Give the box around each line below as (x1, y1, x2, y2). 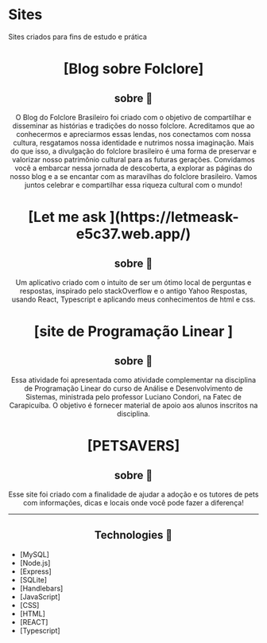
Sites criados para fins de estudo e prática (8, 32, 147, 41)
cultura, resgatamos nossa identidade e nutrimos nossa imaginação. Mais (13, 138, 254, 147)
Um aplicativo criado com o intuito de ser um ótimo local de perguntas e (15, 277, 252, 287)
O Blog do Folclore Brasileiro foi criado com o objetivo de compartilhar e (15, 112, 252, 122)
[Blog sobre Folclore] (63, 60, 204, 78)
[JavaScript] (19, 591, 61, 602)
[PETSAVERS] (87, 437, 180, 455)
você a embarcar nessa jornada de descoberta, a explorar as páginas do (14, 163, 253, 173)
